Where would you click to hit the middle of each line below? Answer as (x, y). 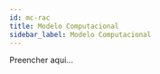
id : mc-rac (30, 18)
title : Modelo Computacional (64, 26)
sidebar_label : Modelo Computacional (80, 34)
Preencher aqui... (42, 60)
